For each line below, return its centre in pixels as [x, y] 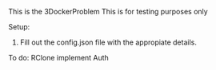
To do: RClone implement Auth [59, 58]
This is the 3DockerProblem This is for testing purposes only [108, 12]
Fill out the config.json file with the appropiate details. [108, 42]
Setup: [19, 27]
